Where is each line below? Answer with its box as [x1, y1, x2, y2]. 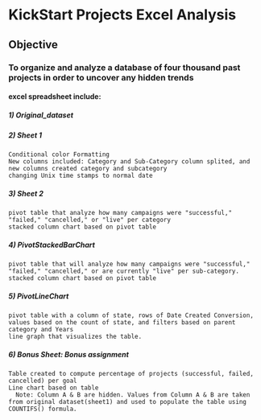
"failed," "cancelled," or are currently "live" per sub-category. [8, 267, 240, 275]
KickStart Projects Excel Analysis [8, 6, 236, 24]
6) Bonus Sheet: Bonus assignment [8, 349, 129, 359]
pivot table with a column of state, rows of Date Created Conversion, [8, 311, 254, 319]
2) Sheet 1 [8, 130, 43, 140]
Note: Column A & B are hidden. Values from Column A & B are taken [15, 391, 251, 399]
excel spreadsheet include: [8, 92, 101, 101]
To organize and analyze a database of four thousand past [8, 62, 241, 73]
